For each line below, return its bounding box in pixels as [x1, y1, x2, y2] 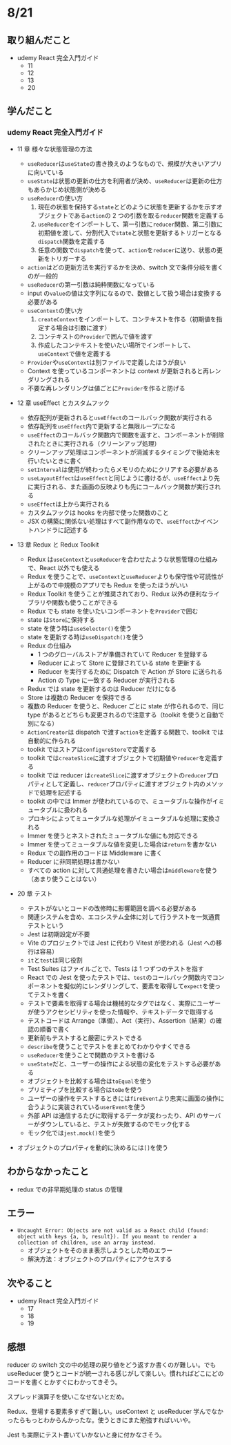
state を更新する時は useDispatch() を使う [27, 632, 145, 641]
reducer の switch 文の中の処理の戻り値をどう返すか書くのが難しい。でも [7, 1360, 217, 1369]
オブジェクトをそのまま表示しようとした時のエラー [27, 1246, 173, 1255]
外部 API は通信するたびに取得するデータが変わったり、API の [27, 1111, 203, 1120]
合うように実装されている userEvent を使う [27, 1102, 146, 1111]
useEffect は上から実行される [27, 500, 110, 508]
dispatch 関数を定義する [37, 237, 106, 245]
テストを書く [33, 990, 70, 999]
